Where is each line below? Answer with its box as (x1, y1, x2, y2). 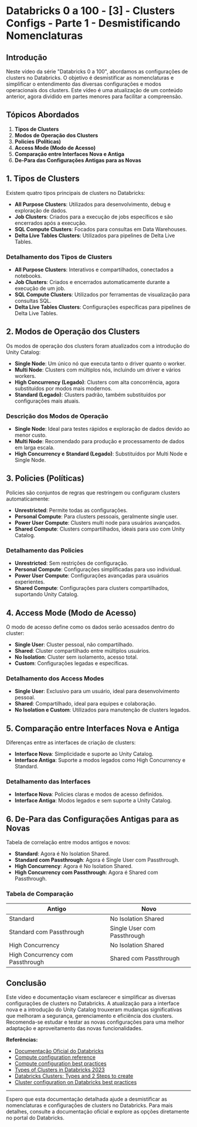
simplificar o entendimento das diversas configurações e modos (6, 80, 161, 87)
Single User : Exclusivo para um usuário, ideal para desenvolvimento (14, 688, 180, 695)
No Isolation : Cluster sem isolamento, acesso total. (14, 653, 138, 660)
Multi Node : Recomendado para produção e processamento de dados (14, 438, 185, 445)
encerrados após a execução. (14, 219, 87, 227)
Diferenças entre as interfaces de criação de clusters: (6, 739, 136, 746)
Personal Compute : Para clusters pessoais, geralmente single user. (14, 512, 178, 520)
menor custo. (14, 431, 47, 438)
